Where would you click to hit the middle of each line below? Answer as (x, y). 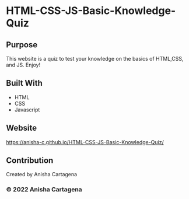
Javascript (27, 110)
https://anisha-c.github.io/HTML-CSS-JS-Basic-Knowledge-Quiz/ (85, 142)
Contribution (30, 161)
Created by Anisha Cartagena (42, 174)
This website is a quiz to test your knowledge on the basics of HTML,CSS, (95, 59)
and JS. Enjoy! (23, 65)
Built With (24, 83)
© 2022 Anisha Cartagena (44, 190)
